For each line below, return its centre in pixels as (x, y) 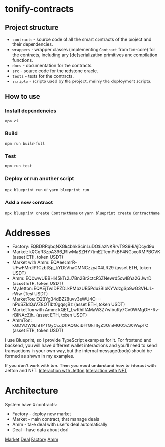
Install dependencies (31, 111)
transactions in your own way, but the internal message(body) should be (79, 350)
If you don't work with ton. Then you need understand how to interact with (81, 365)
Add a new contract (29, 202)
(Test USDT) (35, 294)
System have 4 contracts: (31, 404)
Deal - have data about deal (40, 429)
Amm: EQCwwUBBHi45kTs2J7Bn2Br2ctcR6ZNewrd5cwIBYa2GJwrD (82, 278)
